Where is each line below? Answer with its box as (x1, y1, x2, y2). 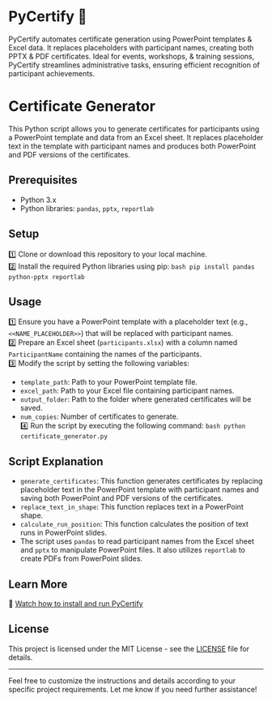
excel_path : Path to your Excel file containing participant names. (19, 385, 235, 396)
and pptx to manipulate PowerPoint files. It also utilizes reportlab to (19, 545, 245, 555)
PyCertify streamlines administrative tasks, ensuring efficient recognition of (8, 60, 261, 70)
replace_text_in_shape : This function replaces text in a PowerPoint (19, 502, 244, 512)
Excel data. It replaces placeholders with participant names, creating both (8, 42, 254, 52)
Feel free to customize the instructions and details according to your (8, 675, 236, 685)
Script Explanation (8, 454, 104, 468)
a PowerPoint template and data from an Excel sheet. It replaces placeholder (8, 132, 264, 142)
